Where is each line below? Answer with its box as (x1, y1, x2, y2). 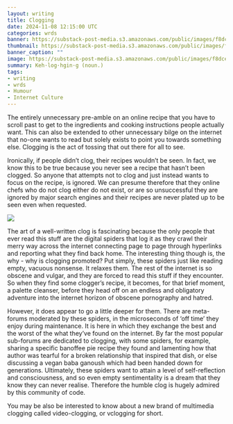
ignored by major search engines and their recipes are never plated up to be (7, 193, 225, 202)
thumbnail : (7, 42, 39, 49)
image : (7, 56, 26, 63)
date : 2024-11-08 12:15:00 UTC (7, 23, 98, 30)
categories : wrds (7, 29, 58, 37)
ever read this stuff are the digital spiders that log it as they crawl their (7, 234, 208, 243)
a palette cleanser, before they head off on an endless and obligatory (7, 286, 205, 294)
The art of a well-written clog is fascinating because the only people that (7, 227, 215, 235)
